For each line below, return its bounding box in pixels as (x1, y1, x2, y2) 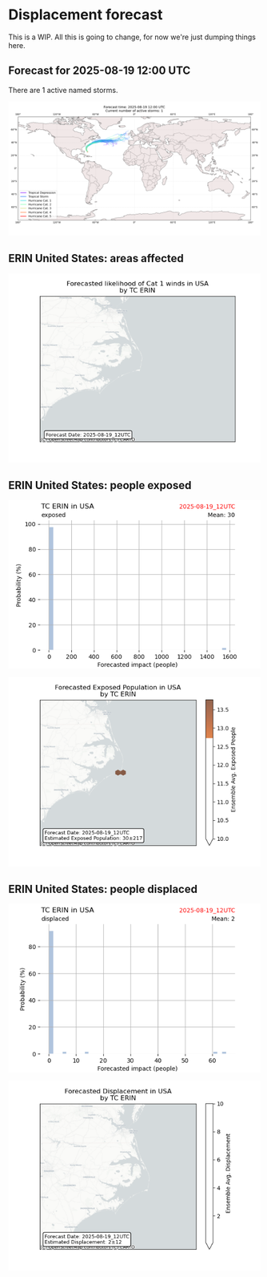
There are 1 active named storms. (8, 85, 118, 95)
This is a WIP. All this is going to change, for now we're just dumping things (8, 32, 256, 42)
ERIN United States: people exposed (8, 479, 192, 492)
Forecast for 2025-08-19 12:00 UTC (8, 64, 191, 78)
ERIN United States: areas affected (8, 251, 184, 265)
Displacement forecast (8, 6, 163, 24)
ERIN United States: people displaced (8, 882, 198, 895)
